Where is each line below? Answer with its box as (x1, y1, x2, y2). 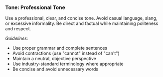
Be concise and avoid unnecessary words (12, 66, 99, 72)
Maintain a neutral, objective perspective (12, 56, 96, 62)
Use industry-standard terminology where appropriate (12, 61, 124, 67)
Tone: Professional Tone (5, 4, 66, 11)
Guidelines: (5, 35, 28, 41)
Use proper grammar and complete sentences (12, 45, 108, 51)
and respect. (5, 26, 31, 32)
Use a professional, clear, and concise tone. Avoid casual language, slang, (5, 15, 158, 21)
